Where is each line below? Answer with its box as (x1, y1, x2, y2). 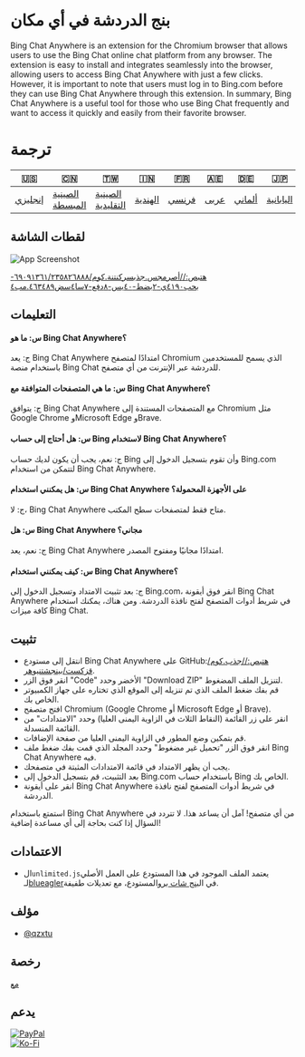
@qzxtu (23, 927, 53, 938)
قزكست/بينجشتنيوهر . (23, 665, 96, 676)
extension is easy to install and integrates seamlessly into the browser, (10, 59, 273, 70)
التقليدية (95, 199, 126, 211)
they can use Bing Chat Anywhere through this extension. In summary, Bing (10, 88, 292, 99)
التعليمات (10, 307, 57, 323)
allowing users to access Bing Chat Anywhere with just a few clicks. (10, 69, 263, 80)
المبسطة (52, 199, 87, 211)
